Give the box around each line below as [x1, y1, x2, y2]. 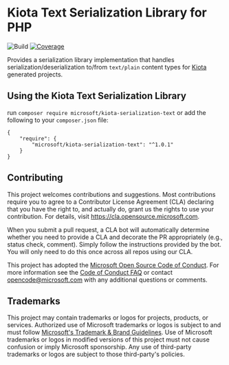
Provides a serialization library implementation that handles [7, 55, 175, 63]
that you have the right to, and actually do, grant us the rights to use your [7, 205, 215, 213]
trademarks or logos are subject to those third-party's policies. [7, 350, 185, 359]
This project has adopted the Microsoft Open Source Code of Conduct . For [7, 260, 219, 269]
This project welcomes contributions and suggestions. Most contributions [7, 190, 216, 198]
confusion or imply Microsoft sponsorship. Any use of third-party [7, 343, 192, 351]
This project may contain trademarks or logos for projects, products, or [7, 313, 208, 322]
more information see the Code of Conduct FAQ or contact [7, 268, 173, 276]
